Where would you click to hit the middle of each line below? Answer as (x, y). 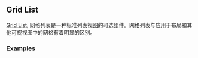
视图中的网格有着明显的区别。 (59, 32)
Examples (21, 48)
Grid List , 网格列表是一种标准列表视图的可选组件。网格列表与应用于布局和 (97, 25)
